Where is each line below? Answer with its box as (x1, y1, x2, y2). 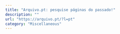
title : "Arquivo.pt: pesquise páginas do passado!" (5, 7, 115, 12)
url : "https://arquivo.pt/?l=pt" (5, 16, 75, 21)
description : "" (5, 12, 39, 17)
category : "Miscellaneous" (5, 21, 62, 26)
